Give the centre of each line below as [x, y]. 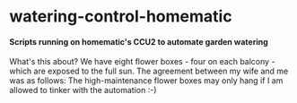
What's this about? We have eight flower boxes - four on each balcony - [142, 62]
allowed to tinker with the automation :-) [83, 90]
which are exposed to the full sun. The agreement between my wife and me [149, 71]
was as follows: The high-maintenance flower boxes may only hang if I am [146, 81]
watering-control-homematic [121, 17]
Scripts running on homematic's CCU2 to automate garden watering [139, 41]
